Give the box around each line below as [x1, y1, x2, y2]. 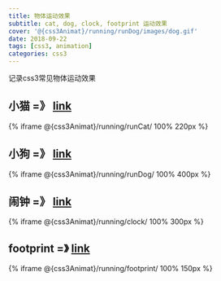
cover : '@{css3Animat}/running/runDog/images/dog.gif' [8, 27, 198, 35]
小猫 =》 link [8, 99, 71, 113]
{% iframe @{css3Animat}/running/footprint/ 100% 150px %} [8, 264, 213, 274]
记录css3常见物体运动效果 [8, 73, 96, 82]
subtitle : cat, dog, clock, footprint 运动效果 [8, 20, 168, 28]
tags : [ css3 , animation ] [8, 42, 93, 50]
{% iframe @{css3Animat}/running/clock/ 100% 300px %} [8, 217, 205, 226]
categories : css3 [8, 50, 67, 58]
